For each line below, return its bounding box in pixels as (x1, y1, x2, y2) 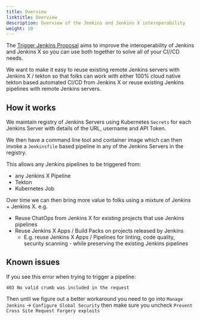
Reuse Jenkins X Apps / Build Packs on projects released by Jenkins (14, 227, 184, 234)
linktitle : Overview (6, 14, 58, 20)
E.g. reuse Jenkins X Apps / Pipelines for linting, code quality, (23, 234, 175, 241)
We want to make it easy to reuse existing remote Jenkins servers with (6, 66, 180, 74)
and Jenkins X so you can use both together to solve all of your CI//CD (6, 48, 180, 56)
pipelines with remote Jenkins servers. (6, 85, 101, 93)
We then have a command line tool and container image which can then (6, 136, 183, 144)
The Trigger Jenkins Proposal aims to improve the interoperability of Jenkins (6, 42, 195, 49)
